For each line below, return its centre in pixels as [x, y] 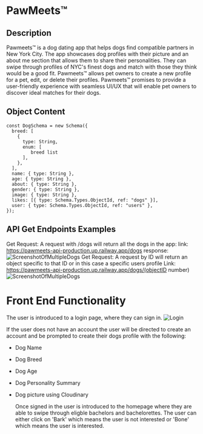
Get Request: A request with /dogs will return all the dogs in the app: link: [98, 244]
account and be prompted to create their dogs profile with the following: [96, 336]
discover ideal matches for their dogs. [54, 93]
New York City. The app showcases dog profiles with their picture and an [98, 54]
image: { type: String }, [45, 195]
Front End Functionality [66, 300]
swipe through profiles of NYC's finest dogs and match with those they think [101, 67]
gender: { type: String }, [46, 189]
